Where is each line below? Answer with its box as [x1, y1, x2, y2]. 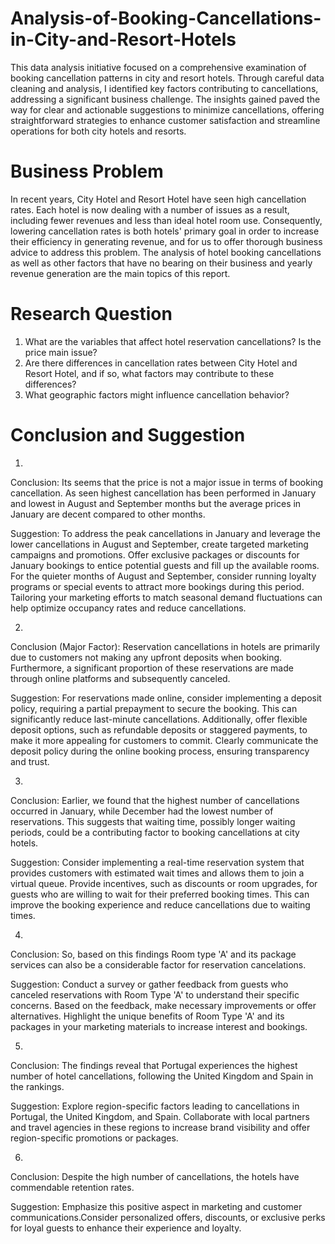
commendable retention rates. [10, 1181, 135, 1193]
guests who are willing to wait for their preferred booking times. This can [10, 888, 310, 900]
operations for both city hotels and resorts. [10, 125, 187, 137]
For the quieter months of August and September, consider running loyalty [10, 570, 317, 582]
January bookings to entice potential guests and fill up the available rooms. [10, 559, 320, 571]
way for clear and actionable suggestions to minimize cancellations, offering [10, 103, 325, 116]
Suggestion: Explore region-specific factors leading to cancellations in [10, 1100, 300, 1112]
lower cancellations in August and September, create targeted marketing [10, 538, 309, 550]
